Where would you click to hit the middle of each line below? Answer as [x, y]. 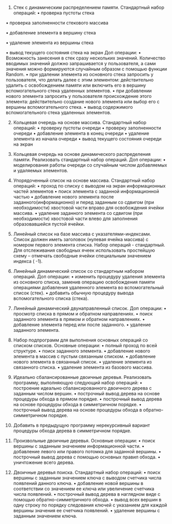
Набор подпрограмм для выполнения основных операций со [80, 340]
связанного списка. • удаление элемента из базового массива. [83, 367]
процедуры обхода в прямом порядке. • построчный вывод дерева [88, 399]
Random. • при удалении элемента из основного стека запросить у [80, 74]
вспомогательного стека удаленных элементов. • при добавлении [79, 91]
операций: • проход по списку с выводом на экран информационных [89, 186]
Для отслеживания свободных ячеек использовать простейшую [84, 250]
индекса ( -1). [28, 261]
